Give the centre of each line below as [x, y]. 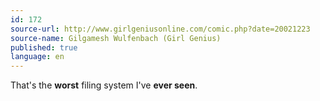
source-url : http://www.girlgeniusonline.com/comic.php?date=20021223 [160, 29]
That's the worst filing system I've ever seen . [104, 85]
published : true [44, 47]
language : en [37, 57]
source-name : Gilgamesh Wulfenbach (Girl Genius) [116, 38]
